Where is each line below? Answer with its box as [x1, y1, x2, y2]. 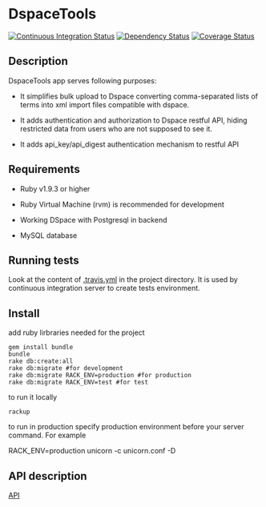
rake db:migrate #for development [8, 364, 124, 372]
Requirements [8, 163, 80, 176]
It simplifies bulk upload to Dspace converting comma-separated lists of [19, 91, 259, 101]
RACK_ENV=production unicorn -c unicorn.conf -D [8, 446, 176, 456]
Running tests [8, 253, 80, 267]
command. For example [8, 430, 87, 441]
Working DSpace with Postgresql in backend [19, 215, 167, 224]
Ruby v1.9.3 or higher [19, 183, 91, 193]
